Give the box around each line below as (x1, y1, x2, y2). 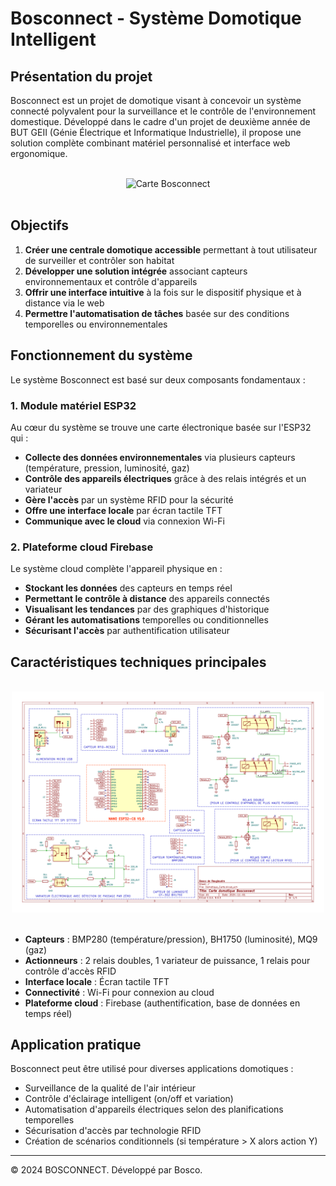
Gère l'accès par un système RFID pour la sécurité (24, 493, 234, 506)
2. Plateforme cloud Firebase (10, 540, 154, 554)
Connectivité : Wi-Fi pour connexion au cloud (24, 986, 215, 998)
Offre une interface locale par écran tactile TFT (24, 504, 223, 516)
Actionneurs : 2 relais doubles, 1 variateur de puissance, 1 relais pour (24, 954, 311, 966)
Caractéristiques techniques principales (10, 653, 267, 671)
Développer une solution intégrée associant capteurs (24, 265, 248, 277)
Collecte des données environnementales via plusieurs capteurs (24, 451, 296, 463)
